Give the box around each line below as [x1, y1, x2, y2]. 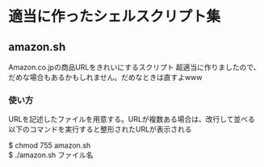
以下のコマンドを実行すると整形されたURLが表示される [8, 124, 192, 134]
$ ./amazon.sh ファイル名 [8, 150, 94, 160]
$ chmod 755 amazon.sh [8, 140, 91, 150]
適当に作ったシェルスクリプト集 [8, 7, 221, 26]
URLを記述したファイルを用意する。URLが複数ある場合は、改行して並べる [8, 115, 256, 124]
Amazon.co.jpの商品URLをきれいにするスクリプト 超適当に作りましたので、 [8, 62, 261, 72]
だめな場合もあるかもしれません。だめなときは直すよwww [8, 73, 203, 81]
